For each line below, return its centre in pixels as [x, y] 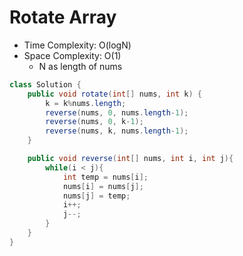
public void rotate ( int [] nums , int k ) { [114, 94]
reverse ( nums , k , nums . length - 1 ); [117, 131]
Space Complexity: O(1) [72, 55]
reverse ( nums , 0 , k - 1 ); [94, 122]
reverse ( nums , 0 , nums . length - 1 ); [117, 112]
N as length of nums [80, 66]
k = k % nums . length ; [86, 103]
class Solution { [45, 84]
